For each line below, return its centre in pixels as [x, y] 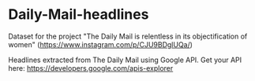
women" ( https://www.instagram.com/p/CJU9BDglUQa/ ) [101, 44]
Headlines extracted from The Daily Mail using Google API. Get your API [125, 60]
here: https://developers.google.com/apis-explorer [91, 68]
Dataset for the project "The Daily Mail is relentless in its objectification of [128, 36]
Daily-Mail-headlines [79, 15]
